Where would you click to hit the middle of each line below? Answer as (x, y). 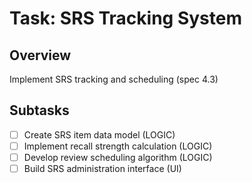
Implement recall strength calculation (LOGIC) (118, 146)
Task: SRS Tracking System (126, 18)
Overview (40, 55)
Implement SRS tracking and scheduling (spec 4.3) (114, 79)
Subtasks (39, 110)
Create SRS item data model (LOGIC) (99, 134)
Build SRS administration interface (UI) (102, 168)
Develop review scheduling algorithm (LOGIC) (118, 157)
